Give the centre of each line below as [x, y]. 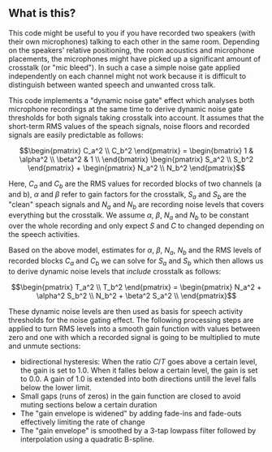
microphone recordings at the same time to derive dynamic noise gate [126, 109]
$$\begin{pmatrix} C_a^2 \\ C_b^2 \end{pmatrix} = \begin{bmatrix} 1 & [136, 150]
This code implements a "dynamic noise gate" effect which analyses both [132, 100]
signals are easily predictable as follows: [76, 135]
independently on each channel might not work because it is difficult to [127, 75]
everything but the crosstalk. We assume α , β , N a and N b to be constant [129, 216]
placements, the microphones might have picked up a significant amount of [135, 58]
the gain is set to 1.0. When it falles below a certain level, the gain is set [139, 370]
